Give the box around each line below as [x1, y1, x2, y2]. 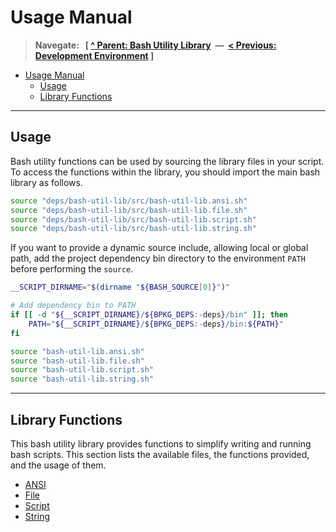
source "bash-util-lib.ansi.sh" [10, 346, 145, 356]
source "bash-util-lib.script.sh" [10, 365, 155, 375]
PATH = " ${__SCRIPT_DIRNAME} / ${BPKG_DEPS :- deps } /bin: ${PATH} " [28, 319, 284, 329]
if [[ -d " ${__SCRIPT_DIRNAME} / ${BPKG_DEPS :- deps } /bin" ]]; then [10, 310, 289, 320]
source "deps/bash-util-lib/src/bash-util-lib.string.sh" [10, 224, 257, 234]
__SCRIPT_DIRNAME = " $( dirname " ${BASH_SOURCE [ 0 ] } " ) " [10, 282, 230, 293]
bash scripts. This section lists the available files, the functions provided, [10, 448, 310, 460]
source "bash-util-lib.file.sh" [10, 356, 145, 366]
